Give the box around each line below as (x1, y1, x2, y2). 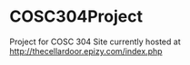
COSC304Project (9, 6, 144, 27)
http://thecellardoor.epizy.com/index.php (9, 45, 163, 56)
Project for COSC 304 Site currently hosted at (9, 36, 181, 47)
